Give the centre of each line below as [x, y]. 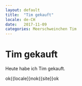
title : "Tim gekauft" [29, 15]
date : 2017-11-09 [26, 24]
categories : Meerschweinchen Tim [41, 29]
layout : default [23, 10]
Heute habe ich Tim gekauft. [35, 69]
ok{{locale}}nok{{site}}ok [32, 79]
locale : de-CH [20, 19]
